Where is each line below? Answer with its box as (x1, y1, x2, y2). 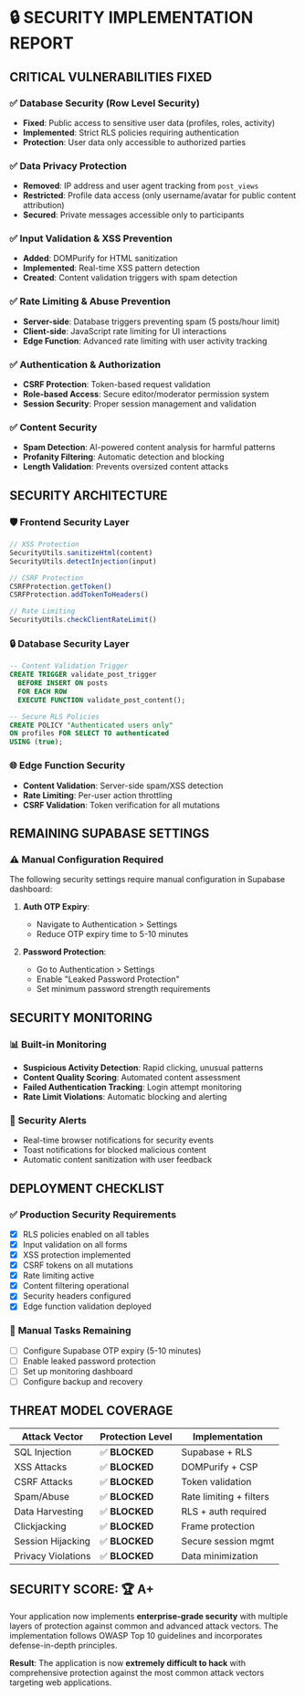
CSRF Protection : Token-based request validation (22, 379, 211, 390)
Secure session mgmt (181, 1534, 275, 1547)
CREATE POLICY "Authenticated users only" (9, 721, 174, 730)
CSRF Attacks (14, 1475, 73, 1488)
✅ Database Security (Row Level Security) (9, 97, 201, 110)
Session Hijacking (14, 1534, 91, 1547)
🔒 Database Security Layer (9, 637, 130, 649)
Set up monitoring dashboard (22, 1365, 133, 1376)
